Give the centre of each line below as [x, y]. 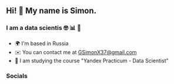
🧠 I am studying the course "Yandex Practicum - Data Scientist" [91, 61]
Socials [17, 76]
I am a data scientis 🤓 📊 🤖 [43, 28]
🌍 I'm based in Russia [41, 43]
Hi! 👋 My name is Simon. [51, 11]
